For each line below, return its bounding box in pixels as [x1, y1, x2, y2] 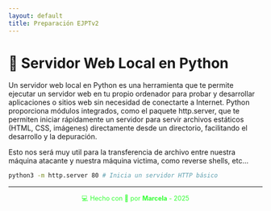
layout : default [8, 11, 63, 20]
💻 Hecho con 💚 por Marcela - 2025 [81, 194, 190, 203]
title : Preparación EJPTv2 [8, 19, 99, 27]
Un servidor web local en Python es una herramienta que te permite [8, 81, 234, 90]
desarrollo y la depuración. [8, 132, 98, 142]
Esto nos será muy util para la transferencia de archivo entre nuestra [8, 147, 236, 157]
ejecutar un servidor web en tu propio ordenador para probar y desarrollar [8, 89, 256, 99]
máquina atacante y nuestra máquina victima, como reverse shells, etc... [8, 156, 249, 166]
